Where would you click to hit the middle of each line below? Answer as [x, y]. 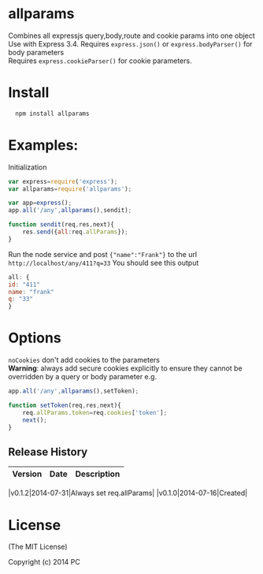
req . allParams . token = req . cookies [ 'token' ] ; [95, 412]
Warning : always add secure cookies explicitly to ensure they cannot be [125, 368]
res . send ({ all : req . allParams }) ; [75, 232]
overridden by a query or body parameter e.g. [83, 377]
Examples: [43, 145]
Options [35, 338]
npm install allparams [52, 114]
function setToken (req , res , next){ [65, 405]
